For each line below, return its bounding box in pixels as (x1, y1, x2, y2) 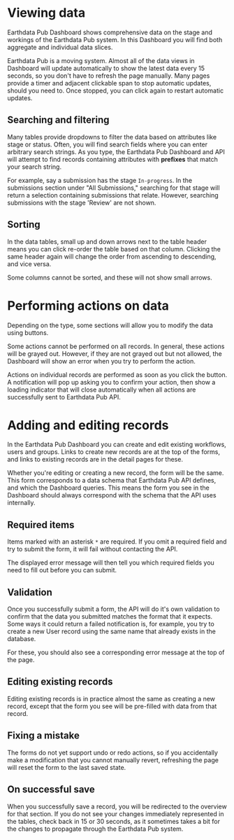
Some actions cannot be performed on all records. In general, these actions (7, 342, 225, 350)
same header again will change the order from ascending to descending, (7, 252, 217, 261)
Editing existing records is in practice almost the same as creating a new (7, 694, 215, 703)
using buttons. (7, 328, 49, 337)
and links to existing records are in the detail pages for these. (7, 455, 184, 464)
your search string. (7, 163, 61, 171)
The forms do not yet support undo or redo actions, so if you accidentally (7, 748, 219, 757)
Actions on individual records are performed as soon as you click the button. (7, 370, 228, 379)
